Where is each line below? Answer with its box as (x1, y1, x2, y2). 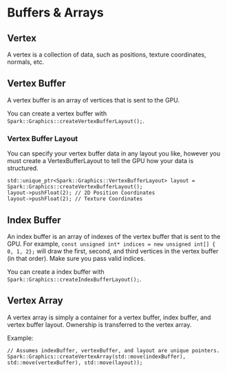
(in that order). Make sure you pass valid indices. (7, 254, 146, 262)
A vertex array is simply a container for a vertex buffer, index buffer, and (7, 313, 211, 321)
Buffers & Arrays (7, 5, 105, 21)
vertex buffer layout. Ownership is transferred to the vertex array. (7, 320, 192, 328)
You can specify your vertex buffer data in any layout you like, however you (7, 149, 221, 158)
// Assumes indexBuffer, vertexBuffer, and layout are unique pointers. (7, 347, 220, 354)
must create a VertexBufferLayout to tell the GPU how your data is (7, 157, 194, 165)
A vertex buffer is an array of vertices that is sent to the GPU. (7, 96, 180, 104)
